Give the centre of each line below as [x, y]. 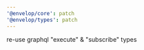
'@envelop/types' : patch [42, 20]
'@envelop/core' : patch [41, 13]
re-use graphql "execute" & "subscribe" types [72, 39]
